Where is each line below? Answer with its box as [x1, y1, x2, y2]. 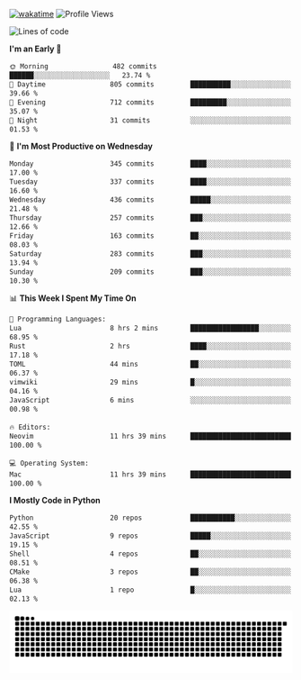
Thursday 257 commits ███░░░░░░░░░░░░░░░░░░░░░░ [9, 213, 292, 222]
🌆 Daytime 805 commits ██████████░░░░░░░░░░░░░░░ [9, 80, 292, 89]
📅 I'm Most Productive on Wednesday [9, 141, 153, 151]
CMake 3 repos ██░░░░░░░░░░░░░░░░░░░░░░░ [9, 567, 292, 576]
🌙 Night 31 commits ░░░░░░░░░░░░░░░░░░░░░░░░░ [9, 116, 292, 125]
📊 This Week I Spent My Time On [9, 293, 137, 304]
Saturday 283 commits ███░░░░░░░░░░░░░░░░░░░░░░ [9, 249, 292, 258]
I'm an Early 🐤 [9, 43, 62, 54]
